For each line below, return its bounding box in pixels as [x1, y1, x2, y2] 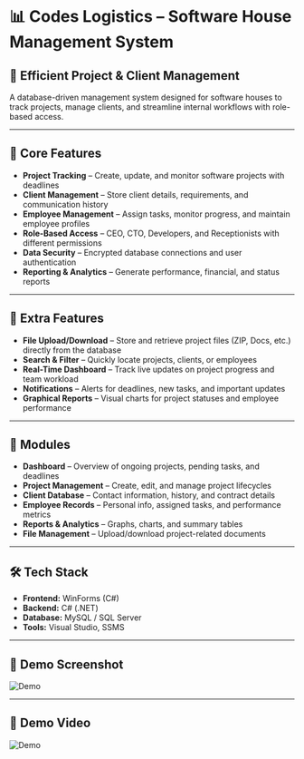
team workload [22, 373, 79, 384]
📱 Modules [9, 437, 71, 452]
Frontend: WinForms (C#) [22, 593, 119, 604]
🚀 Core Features [9, 146, 102, 161]
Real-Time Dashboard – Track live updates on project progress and [22, 364, 275, 375]
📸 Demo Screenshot [9, 657, 124, 672]
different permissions [22, 237, 102, 248]
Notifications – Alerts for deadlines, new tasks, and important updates [22, 383, 286, 394]
